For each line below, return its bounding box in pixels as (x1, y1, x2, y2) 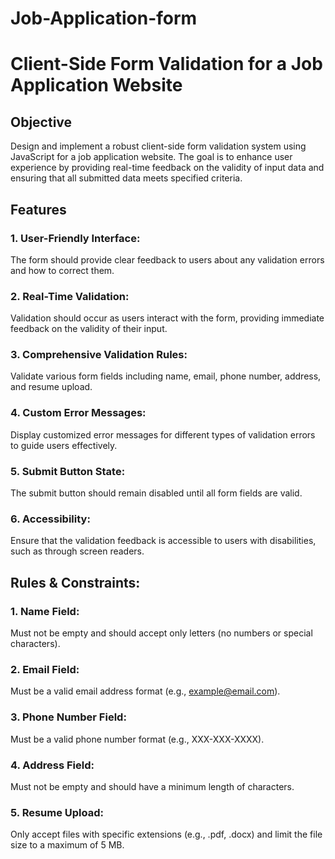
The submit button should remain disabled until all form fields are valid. (10, 487, 303, 499)
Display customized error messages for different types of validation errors (10, 428, 316, 441)
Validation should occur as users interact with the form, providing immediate (10, 312, 325, 324)
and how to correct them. (10, 264, 115, 276)
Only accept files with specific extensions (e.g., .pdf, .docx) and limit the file (10, 828, 323, 841)
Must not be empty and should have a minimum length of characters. (10, 780, 295, 792)
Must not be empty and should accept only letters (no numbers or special (10, 627, 313, 639)
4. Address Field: (10, 758, 95, 772)
